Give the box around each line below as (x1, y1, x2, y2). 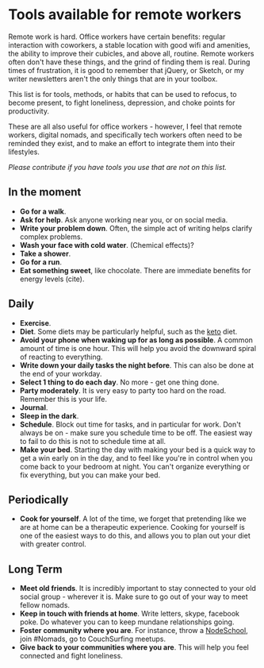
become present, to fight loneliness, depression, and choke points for (8, 98, 235, 107)
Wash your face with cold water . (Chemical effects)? (19, 240, 194, 249)
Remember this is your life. (19, 394, 107, 404)
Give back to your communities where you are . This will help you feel (19, 643, 250, 652)
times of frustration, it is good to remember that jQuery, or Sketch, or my (8, 65, 244, 75)
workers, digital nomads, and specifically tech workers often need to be (8, 129, 243, 140)
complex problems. (19, 232, 83, 241)
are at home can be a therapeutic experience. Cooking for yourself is (19, 523, 246, 532)
